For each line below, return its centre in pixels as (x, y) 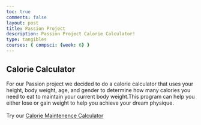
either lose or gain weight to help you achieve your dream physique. (90, 103)
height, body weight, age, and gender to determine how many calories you (98, 90)
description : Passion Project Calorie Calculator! (71, 34)
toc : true (19, 12)
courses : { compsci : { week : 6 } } (48, 45)
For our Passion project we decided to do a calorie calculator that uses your (100, 84)
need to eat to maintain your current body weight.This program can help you (100, 96)
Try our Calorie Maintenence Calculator (55, 115)
